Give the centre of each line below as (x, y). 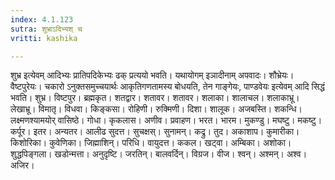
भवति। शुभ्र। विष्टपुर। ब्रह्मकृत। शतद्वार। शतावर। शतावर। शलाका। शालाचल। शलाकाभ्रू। (155, 98)
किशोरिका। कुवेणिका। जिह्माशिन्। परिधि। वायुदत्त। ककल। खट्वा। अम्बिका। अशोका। (151, 143)
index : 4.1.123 (42, 19)
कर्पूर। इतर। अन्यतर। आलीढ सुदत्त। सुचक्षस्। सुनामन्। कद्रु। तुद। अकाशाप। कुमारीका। (155, 132)
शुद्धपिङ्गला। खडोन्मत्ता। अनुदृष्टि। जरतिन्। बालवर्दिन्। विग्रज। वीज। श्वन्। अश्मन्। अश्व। (159, 154)
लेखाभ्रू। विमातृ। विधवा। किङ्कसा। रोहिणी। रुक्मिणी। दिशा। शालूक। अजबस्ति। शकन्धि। (156, 109)
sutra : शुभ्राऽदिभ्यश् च (46, 29)
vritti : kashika (44, 38)
